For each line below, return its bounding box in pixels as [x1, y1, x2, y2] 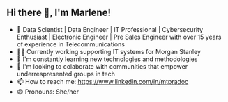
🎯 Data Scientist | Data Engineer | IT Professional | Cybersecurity [16, 25, 204, 33]
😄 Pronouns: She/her [16, 87, 79, 96]
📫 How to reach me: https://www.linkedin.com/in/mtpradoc [16, 77, 189, 85]
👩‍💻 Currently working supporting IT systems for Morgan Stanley [16, 47, 202, 56]
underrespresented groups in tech [16, 69, 116, 78]
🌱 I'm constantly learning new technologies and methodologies [16, 55, 198, 63]
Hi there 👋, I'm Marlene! [6, 7, 111, 19]
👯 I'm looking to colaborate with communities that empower [16, 62, 188, 70]
